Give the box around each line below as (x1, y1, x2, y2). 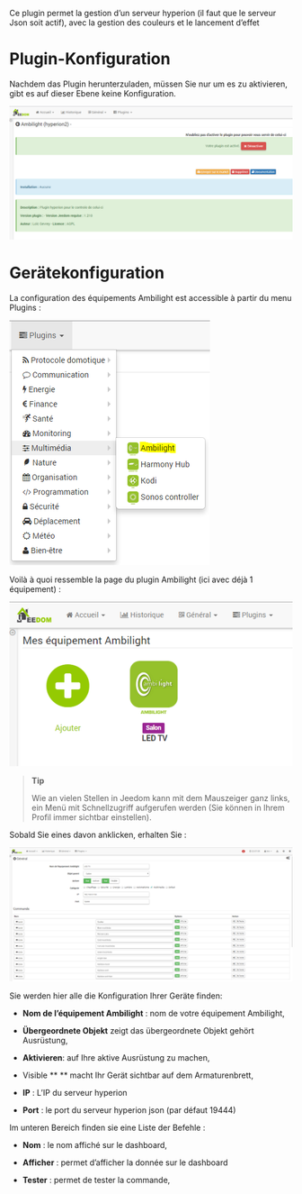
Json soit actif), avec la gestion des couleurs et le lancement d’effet (9, 17, 260, 28)
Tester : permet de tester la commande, (22, 1174, 171, 1185)
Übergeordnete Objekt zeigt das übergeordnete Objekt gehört (22, 1025, 254, 1035)
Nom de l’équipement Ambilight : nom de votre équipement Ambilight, (22, 1007, 285, 1018)
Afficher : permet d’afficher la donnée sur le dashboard (22, 1157, 228, 1168)
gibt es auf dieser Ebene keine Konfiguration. (9, 87, 177, 98)
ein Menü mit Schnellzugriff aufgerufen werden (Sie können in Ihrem (31, 802, 285, 813)
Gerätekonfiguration (9, 262, 164, 283)
